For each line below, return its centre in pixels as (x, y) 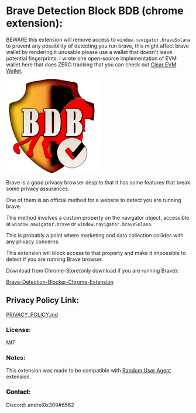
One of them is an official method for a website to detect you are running (94, 200)
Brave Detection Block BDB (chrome (95, 11)
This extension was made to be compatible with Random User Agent (89, 371)
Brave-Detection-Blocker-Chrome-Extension (60, 282)
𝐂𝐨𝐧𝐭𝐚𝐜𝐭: (18, 392)
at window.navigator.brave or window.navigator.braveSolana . (79, 224)
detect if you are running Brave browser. (55, 259)
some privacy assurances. (38, 189)
